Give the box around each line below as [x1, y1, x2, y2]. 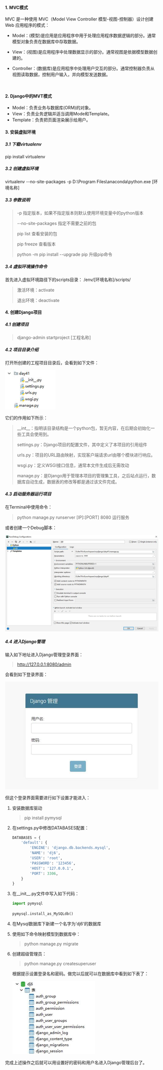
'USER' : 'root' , [30, 856, 63, 861]
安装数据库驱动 [12, 805, 42, 811]
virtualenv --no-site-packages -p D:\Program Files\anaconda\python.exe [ [5, 178, 154, 185]
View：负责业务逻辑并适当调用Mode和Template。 [12, 111, 112, 117]
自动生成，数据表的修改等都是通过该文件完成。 [25, 479, 120, 485]
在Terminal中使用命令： [5, 504, 53, 510]
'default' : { [21, 840, 48, 845]
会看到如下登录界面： [5, 672, 48, 677]
